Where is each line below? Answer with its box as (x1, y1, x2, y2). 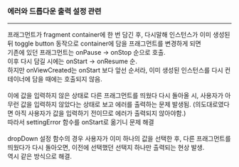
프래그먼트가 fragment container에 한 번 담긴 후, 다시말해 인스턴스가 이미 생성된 (7, 31, 230, 39)
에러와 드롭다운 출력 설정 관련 (7, 6, 102, 16)
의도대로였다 (195, 100, 230, 109)
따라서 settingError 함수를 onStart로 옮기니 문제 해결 (7, 118, 154, 126)
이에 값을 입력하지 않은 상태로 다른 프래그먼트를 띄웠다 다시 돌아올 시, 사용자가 (7, 91, 224, 100)
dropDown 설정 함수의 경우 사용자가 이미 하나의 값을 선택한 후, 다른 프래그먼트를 (7, 134, 231, 143)
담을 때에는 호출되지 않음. (31, 75, 102, 83)
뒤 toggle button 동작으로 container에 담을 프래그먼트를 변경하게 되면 (7, 39, 201, 48)
